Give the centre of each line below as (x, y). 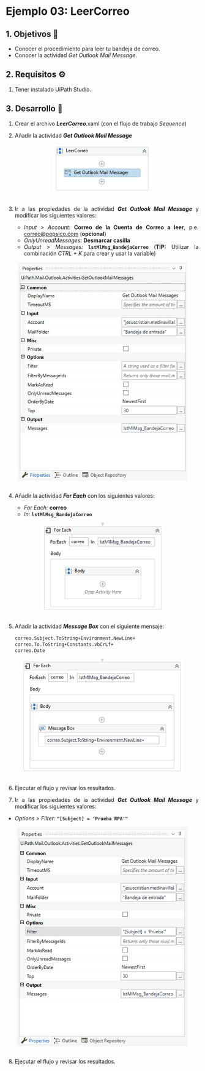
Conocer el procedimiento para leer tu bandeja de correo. (87, 49)
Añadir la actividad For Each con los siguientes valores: (84, 495)
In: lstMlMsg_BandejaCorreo (58, 514)
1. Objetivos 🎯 (32, 34)
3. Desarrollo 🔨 (34, 109)
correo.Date (30, 650)
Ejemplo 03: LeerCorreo (68, 11)
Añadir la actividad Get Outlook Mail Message (73, 135)
